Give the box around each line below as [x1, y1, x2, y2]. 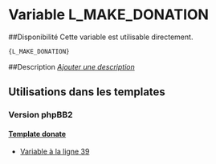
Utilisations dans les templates [8, 86, 166, 99]
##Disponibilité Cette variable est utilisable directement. [8, 32, 194, 42]
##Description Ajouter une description [8, 62, 135, 71]
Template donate [8, 129, 67, 138]
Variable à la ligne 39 [19, 146, 90, 157]
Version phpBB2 [8, 110, 74, 121]
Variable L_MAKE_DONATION [8, 6, 209, 24]
